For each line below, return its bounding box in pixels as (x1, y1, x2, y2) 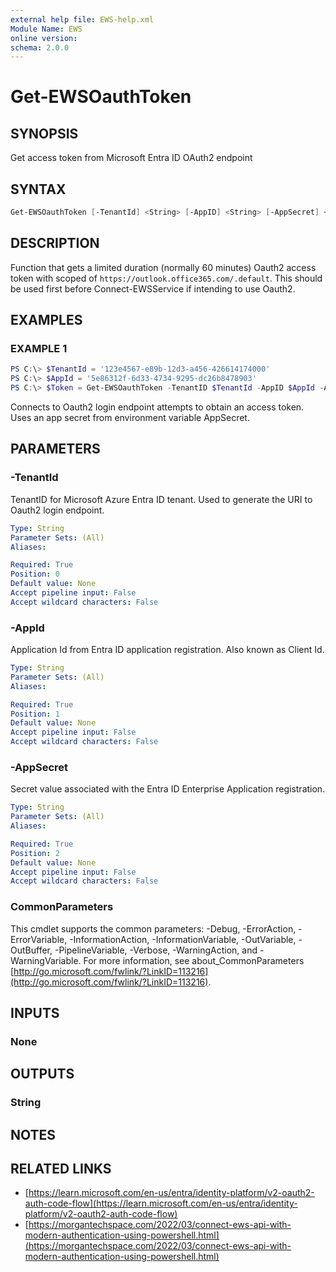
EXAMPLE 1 (10, 342, 68, 356)
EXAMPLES (10, 312, 83, 329)
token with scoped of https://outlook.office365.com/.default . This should (10, 272, 323, 284)
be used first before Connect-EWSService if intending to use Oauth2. (10, 282, 296, 295)
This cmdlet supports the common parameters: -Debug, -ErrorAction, (10, 922, 297, 935)
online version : (10, 33, 78, 43)
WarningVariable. (10, 954, 82, 966)
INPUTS (10, 1005, 60, 1022)
